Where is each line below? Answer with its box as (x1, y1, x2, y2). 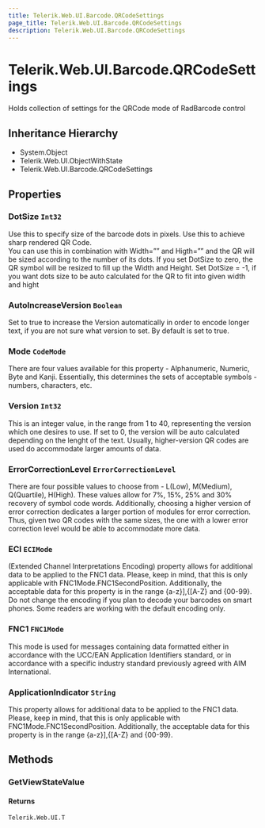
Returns (8, 796, 36, 806)
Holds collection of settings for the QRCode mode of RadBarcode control (8, 104, 246, 113)
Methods (8, 753, 54, 766)
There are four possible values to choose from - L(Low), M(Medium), (8, 481, 233, 491)
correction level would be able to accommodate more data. (8, 524, 201, 533)
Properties (8, 187, 62, 201)
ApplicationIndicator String (8, 687, 116, 698)
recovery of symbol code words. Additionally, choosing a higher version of (8, 499, 252, 508)
